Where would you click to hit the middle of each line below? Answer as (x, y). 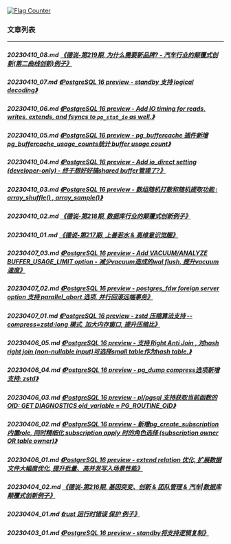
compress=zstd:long (38, 324)
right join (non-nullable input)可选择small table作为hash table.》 (99, 351)
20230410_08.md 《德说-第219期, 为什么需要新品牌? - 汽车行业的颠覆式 (110, 54)
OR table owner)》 (32, 441)
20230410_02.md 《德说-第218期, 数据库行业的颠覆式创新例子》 (99, 216)
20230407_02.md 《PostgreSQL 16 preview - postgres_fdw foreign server (113, 288)
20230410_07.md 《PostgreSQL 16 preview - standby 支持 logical (100, 82)
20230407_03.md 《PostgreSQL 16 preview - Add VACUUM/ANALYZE (108, 253)
